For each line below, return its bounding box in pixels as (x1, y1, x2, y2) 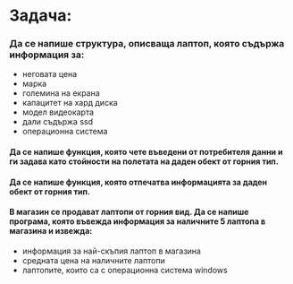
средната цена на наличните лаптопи (21, 254, 165, 265)
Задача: (9, 5, 72, 26)
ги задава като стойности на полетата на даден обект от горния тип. (9, 156, 279, 167)
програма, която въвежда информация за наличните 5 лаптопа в (9, 216, 266, 227)
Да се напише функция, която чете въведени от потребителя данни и (9, 147, 283, 158)
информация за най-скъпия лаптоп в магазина (21, 245, 201, 256)
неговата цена (21, 69, 78, 80)
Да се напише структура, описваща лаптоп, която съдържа (9, 38, 285, 50)
